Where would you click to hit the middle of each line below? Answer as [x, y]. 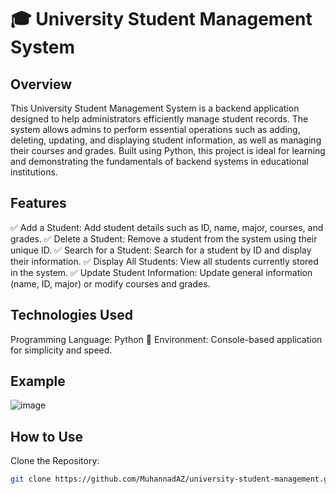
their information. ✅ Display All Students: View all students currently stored [164, 261]
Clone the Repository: [55, 461]
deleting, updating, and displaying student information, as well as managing [166, 140]
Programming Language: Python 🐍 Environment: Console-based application [166, 339]
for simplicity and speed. [61, 350]
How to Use [47, 436]
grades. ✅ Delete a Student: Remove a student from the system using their [164, 238]
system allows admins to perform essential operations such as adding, [155, 129]
